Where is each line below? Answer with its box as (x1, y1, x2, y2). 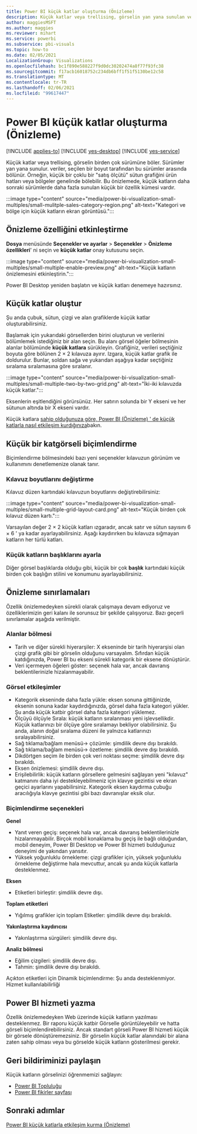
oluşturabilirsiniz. (6, 320, 47, 327)
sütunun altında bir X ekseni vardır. (6, 404, 90, 411)
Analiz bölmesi (6, 946, 43, 953)
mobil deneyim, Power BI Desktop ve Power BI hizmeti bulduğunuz (14, 841, 176, 848)
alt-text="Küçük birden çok (120, 506, 186, 513)
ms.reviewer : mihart (6, 30, 57, 36)
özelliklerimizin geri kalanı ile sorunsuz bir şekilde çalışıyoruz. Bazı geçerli (6, 609, 184, 616)
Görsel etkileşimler (6, 683, 62, 691)
